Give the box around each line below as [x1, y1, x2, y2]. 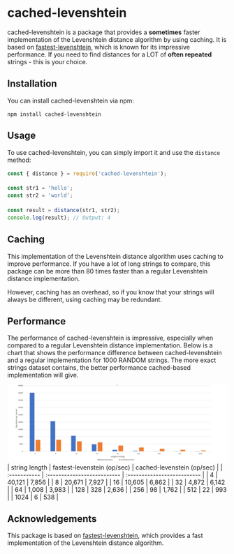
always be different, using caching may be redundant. [7, 295, 163, 304]
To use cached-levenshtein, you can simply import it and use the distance [7, 148, 221, 156]
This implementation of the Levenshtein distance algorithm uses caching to [7, 252, 224, 260]
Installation [7, 78, 57, 90]
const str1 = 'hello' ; [7, 185, 73, 192]
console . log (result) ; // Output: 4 [7, 214, 111, 221]
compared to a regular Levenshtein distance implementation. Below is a [7, 341, 213, 350]
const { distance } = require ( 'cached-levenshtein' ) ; [7, 170, 168, 177]
